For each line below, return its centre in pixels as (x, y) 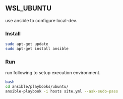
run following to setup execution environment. (53, 73)
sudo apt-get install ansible (37, 48)
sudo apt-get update (27, 44)
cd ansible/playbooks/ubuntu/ (37, 87)
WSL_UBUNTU (28, 8)
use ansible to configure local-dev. (41, 20)
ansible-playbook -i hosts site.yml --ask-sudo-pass (62, 91)
